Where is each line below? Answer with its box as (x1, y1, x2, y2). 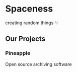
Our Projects (5, 35, 46, 43)
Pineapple (5, 50, 31, 57)
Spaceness (5, 3, 53, 15)
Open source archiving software (5, 61, 72, 67)
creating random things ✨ (5, 20, 59, 26)
